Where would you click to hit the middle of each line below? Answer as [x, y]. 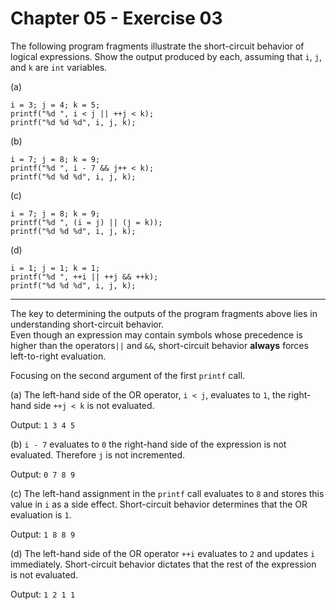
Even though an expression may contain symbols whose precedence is [156, 334]
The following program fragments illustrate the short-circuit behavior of [157, 46]
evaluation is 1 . [41, 514]
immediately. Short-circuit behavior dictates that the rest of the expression [163, 564]
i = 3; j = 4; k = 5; [55, 105]
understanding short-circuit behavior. [87, 324]
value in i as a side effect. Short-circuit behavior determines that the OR [159, 504]
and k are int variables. [59, 67]
